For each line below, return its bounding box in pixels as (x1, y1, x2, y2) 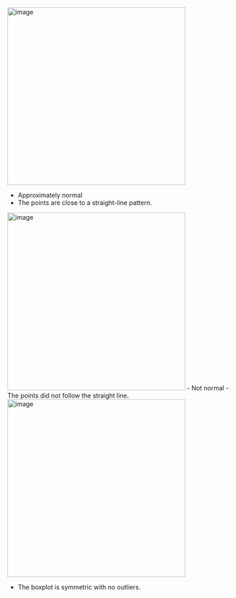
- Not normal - (186, 384, 229, 392)
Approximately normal (17, 191, 83, 199)
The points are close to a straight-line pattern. (17, 198, 153, 207)
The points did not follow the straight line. (7, 391, 129, 400)
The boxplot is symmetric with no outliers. (17, 583, 141, 591)
